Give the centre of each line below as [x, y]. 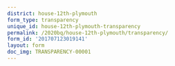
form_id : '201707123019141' [48, 39]
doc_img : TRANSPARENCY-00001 [49, 52]
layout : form [26, 45]
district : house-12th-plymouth [52, 13]
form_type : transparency [43, 20]
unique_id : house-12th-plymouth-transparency [74, 26]
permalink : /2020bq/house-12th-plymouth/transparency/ [88, 33]
